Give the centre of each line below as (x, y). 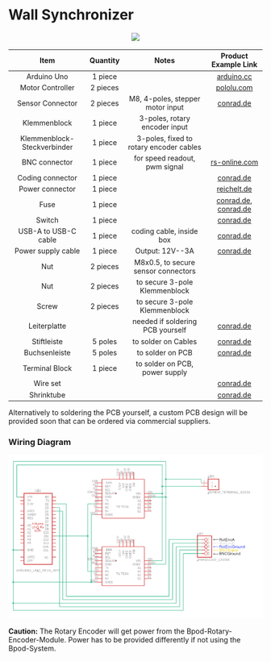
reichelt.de (234, 189)
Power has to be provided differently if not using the (154, 639)
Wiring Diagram (40, 443)
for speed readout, (165, 158)
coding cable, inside (165, 231)
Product (234, 56)
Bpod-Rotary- (209, 631)
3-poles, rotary (165, 118)
